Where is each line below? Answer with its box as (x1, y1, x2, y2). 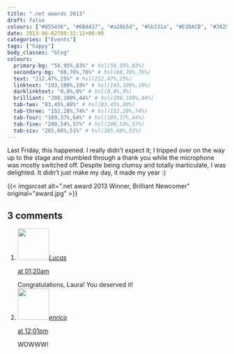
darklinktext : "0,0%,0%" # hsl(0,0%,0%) (13, 88, 132, 95)
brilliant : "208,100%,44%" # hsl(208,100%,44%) (13, 95, 155, 102)
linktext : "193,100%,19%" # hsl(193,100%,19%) (13, 82, 151, 89)
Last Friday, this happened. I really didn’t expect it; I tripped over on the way (7, 146, 225, 154)
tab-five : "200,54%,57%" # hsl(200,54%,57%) (13, 120, 145, 128)
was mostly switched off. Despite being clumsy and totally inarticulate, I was (7, 161, 226, 170)
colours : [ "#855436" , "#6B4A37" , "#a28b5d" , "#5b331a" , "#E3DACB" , (7, 23, 208, 30)
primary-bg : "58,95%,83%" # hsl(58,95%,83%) (13, 62, 145, 69)
